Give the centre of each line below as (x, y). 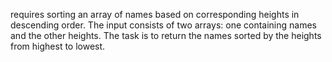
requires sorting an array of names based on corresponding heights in (155, 14)
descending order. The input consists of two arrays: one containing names (163, 25)
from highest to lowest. (58, 46)
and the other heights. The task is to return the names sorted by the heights (166, 35)
